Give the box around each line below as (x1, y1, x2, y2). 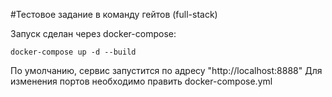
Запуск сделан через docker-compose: (10, 28, 177, 39)
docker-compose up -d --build (10, 47, 137, 57)
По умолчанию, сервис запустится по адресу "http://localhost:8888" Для (10, 65, 323, 76)
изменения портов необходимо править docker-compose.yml (10, 75, 273, 87)
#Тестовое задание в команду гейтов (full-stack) (10, 9, 218, 20)
